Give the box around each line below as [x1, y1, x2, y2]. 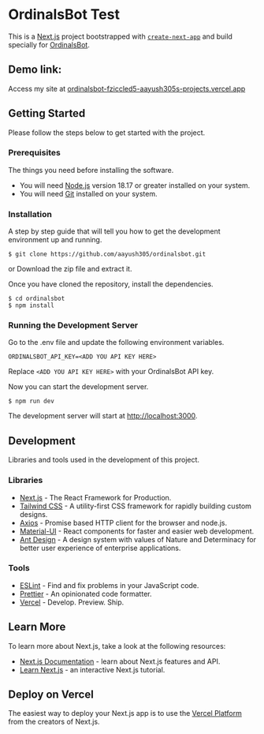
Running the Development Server [8, 320, 139, 331]
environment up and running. [8, 235, 102, 245]
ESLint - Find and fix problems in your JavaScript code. [19, 580, 199, 590]
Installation [8, 208, 53, 219]
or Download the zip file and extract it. [8, 264, 132, 274]
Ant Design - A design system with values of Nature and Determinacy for [19, 534, 256, 544]
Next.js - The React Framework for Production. [19, 492, 172, 502]
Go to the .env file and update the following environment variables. [8, 338, 225, 347]
